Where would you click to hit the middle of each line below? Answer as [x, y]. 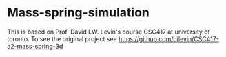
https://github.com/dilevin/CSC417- [168, 38]
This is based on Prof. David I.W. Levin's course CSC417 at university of [109, 32]
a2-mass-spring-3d [35, 46]
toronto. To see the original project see [62, 38]
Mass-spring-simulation [79, 13]
